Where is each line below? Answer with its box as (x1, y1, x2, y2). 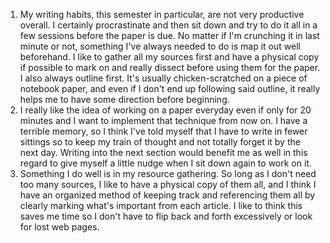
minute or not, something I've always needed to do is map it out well (19, 40, 301, 52)
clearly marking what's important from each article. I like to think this (19, 200, 303, 211)
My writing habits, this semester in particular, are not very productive (19, 9, 305, 20)
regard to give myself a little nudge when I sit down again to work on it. (19, 157, 312, 169)
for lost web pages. (19, 221, 100, 233)
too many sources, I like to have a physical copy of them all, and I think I (19, 179, 317, 190)
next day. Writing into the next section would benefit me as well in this (19, 147, 308, 158)
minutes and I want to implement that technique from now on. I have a (19, 115, 308, 126)
